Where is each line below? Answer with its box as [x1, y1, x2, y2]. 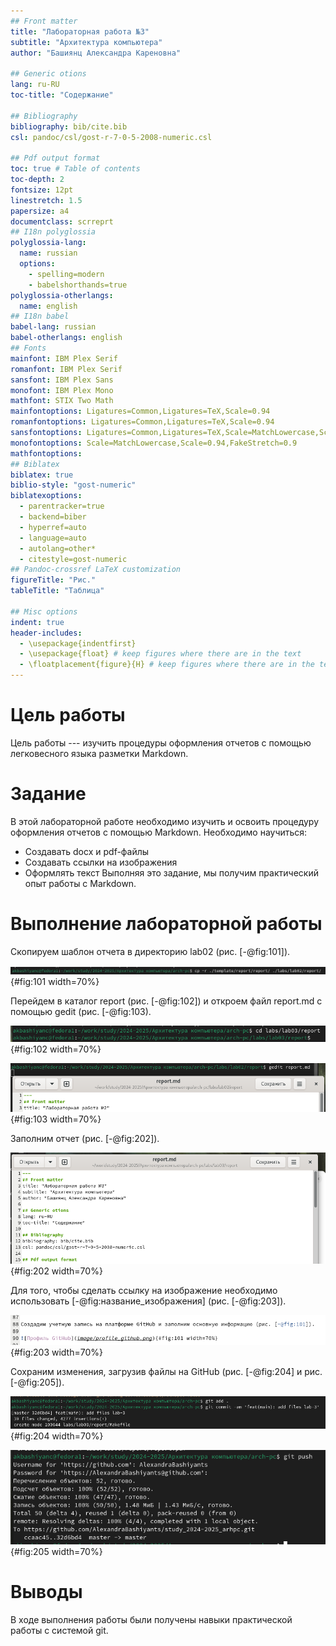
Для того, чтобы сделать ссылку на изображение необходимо [10, 1285, 278, 1297]
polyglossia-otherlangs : [10, 290, 114, 300]
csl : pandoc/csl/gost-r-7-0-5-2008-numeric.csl [10, 132, 213, 142]
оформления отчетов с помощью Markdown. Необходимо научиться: [10, 826, 308, 838]
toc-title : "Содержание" [10, 90, 114, 100]
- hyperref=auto [19, 522, 87, 532]
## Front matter [10, 16, 78, 26]
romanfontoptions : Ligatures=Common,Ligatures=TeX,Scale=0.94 [10, 417, 275, 427]
